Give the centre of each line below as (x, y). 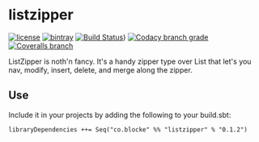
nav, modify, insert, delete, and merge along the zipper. (100, 69)
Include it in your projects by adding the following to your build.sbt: (120, 115)
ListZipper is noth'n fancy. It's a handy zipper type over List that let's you (130, 61)
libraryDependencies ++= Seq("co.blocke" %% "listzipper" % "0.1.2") (128, 129)
